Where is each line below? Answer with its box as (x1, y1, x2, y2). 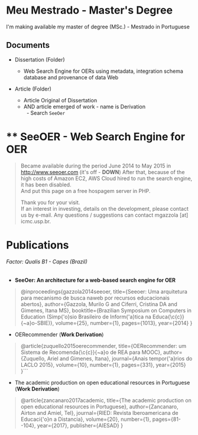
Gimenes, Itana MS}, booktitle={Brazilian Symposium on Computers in (20, 307, 192, 314)
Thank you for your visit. (20, 199, 80, 206)
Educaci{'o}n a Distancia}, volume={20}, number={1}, (20, 415, 151, 423)
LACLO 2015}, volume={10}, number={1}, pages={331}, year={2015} (20, 362, 186, 369)
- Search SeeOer (26, 109, 66, 116)
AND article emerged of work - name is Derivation (23, 103, 146, 110)
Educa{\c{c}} (152, 313, 185, 320)
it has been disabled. (20, 181, 72, 188)
